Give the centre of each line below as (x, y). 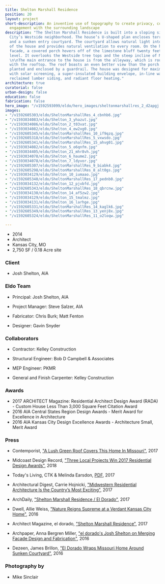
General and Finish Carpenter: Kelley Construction (63, 378)
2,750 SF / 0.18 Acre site (37, 250)
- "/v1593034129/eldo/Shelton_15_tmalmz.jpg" (52, 198)
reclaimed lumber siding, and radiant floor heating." (67, 78)
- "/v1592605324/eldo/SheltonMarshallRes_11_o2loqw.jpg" (65, 216)
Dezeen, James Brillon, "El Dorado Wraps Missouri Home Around (78, 548)
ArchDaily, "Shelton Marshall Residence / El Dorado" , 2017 (71, 499)
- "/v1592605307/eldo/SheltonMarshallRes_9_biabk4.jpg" (63, 166)
